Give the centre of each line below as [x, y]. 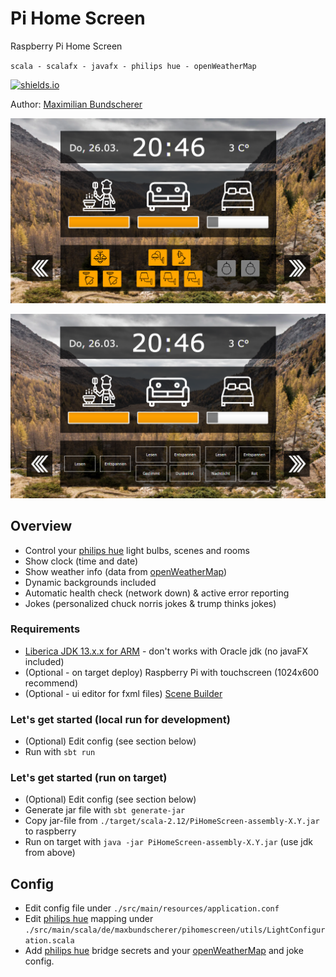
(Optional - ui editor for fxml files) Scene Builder [123, 693]
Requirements [45, 629]
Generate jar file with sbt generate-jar [105, 810]
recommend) [51, 683]
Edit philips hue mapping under [89, 919]
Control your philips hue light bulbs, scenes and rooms [137, 550]
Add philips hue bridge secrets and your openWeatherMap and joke [164, 951]
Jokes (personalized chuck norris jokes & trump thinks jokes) [150, 603]
